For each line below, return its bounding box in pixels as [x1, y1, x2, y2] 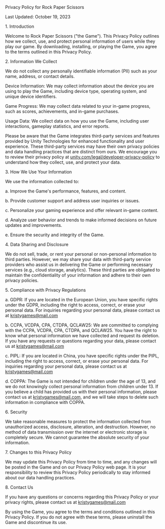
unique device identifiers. [5, 94, 57, 99]
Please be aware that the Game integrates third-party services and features [5, 133, 160, 138]
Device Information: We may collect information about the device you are [5, 83, 155, 89]
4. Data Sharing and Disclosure [5, 242, 68, 247]
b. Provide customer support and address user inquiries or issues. [5, 198, 140, 203]
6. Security [5, 409, 28, 415]
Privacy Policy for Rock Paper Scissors [5, 4, 84, 10]
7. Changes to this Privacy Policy [5, 449, 72, 455]
